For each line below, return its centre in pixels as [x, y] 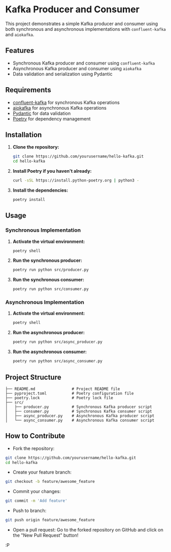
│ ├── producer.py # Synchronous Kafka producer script [79, 407]
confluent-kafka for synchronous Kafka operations [66, 102]
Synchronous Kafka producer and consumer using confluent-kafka [84, 63]
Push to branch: [29, 510]
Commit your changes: [37, 492]
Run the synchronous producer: [47, 260]
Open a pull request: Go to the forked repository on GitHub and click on [88, 530]
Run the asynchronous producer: [49, 333]
